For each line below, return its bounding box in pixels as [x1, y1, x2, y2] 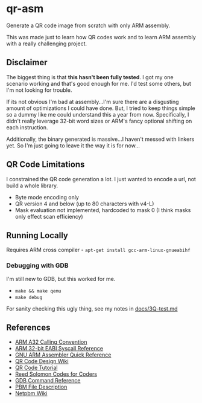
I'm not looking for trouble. [6, 86, 72, 94]
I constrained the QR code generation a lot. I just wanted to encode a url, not [6, 175, 196, 182]
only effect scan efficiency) [14, 213, 83, 220]
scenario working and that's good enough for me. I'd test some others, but [6, 80, 192, 87]
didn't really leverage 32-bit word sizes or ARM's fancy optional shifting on [6, 117, 192, 124]
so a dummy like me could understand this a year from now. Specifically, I [6, 111, 189, 118]
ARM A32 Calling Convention [14, 338, 87, 346]
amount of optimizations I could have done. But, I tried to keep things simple [6, 105, 195, 112]
